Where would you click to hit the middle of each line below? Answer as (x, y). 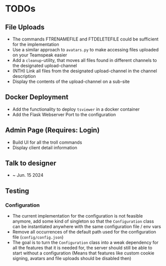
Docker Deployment (37, 97)
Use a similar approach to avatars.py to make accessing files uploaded (85, 50)
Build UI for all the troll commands (47, 142)
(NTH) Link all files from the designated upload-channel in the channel (84, 71)
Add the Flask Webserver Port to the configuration (64, 114)
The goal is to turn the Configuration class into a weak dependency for (85, 243)
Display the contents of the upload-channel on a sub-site (71, 81)
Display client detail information (45, 147)
